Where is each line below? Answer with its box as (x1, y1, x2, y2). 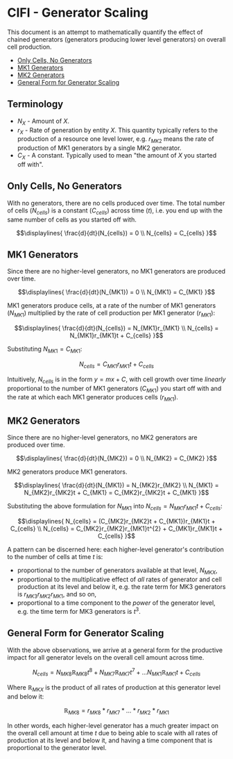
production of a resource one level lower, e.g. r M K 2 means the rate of (17, 135, 215, 145)
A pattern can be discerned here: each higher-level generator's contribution (7, 545, 224, 553)
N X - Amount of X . (17, 117, 70, 126)
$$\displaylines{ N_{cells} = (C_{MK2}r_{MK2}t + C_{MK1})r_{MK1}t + (17, 517, 216, 525)
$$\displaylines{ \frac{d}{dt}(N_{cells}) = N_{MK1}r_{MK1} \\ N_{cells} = (14, 324, 219, 333)
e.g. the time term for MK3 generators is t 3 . (17, 606, 141, 615)
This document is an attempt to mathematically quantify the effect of (7, 28, 203, 36)
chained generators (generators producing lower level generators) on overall (7, 35, 226, 43)
